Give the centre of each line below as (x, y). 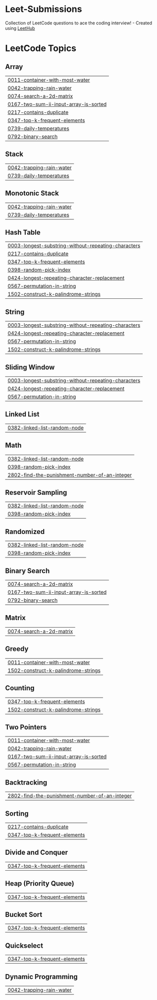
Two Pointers (26, 727)
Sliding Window (30, 367)
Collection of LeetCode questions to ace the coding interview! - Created (79, 23)
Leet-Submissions (44, 9)
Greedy (17, 649)
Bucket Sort (24, 914)
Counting (20, 688)
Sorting (17, 813)
